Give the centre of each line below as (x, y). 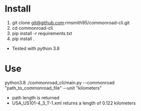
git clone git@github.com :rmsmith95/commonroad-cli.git (71, 23)
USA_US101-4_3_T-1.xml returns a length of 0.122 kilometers (74, 103)
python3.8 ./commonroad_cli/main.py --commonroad (60, 82)
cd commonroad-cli (32, 28)
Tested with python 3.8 (36, 48)
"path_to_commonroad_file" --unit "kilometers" (53, 88)
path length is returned (36, 97)
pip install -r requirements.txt (42, 33)
